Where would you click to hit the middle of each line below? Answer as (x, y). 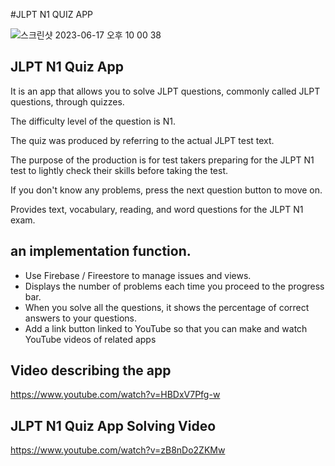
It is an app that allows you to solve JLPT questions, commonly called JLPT (165, 91)
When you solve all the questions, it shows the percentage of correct (167, 307)
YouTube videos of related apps (90, 339)
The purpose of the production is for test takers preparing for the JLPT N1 (162, 160)
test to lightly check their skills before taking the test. (119, 170)
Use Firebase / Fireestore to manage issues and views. (138, 275)
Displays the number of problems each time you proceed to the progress (174, 286)
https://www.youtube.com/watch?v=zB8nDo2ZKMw (118, 450)
